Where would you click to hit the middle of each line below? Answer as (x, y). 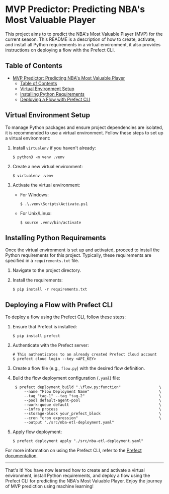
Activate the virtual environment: (46, 185)
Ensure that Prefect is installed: (45, 327)
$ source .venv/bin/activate (51, 223)
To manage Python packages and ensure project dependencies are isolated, (84, 127)
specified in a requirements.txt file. (42, 261)
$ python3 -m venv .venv (38, 157)
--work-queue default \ (93, 405)
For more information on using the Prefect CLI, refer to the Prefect (73, 450)
